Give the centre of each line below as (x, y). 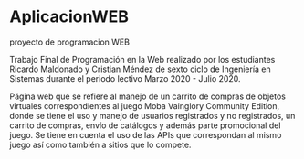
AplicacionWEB (69, 17)
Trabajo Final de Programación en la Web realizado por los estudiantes (142, 59)
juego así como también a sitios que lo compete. (100, 144)
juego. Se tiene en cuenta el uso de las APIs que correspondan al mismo (146, 134)
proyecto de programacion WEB (70, 42)
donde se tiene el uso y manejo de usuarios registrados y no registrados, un (152, 115)
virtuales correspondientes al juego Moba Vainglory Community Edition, (145, 105)
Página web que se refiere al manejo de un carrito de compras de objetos (147, 96)
